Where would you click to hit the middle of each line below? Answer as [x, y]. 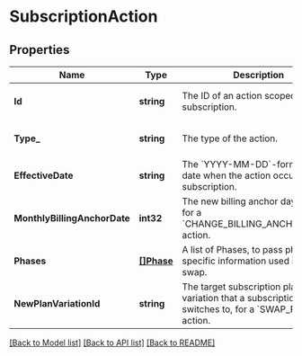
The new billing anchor [230, 201]
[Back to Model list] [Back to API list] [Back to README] [112, 343]
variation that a [213, 298]
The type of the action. [230, 138]
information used [254, 261]
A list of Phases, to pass [232, 249]
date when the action [226, 175]
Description [259, 75]
